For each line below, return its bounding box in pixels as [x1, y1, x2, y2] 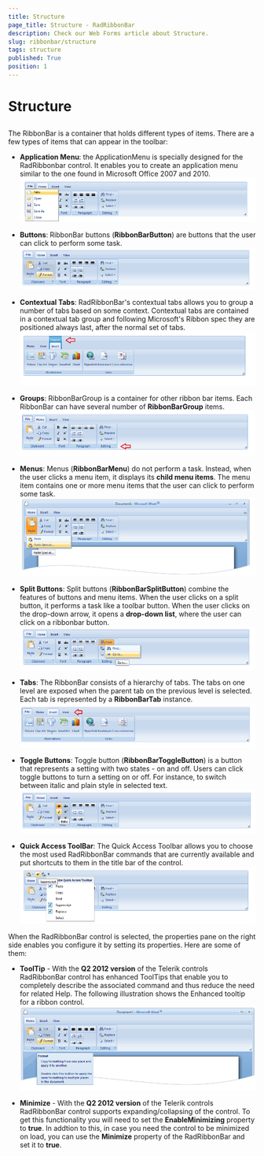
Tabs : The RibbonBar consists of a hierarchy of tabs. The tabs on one [19, 678, 245, 687]
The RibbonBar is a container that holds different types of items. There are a [8, 128, 255, 138]
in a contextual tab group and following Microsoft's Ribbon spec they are [19, 314, 255, 324]
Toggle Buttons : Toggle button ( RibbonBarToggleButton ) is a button [19, 756, 242, 765]
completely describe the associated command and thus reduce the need [19, 981, 255, 991]
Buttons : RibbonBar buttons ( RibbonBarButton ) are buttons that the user [19, 230, 256, 240]
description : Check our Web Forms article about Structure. [8, 29, 210, 37]
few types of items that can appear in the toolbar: [8, 137, 168, 147]
